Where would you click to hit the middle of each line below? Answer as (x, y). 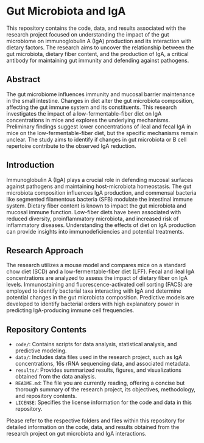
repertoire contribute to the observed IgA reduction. (71, 146)
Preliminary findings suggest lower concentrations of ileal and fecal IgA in (99, 127)
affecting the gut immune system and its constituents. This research (92, 107)
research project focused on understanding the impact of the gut (88, 34)
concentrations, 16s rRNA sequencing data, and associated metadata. (103, 364)
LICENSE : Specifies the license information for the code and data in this (103, 402)
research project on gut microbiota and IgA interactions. (76, 434)
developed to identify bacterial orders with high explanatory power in (93, 304)
